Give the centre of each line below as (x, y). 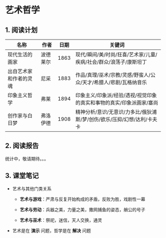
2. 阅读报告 (22, 146)
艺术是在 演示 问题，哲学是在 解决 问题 (52, 231)
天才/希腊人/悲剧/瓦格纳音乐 (115, 82)
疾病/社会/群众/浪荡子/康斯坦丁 (111, 62)
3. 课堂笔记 (22, 176)
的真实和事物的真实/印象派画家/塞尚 (117, 103)
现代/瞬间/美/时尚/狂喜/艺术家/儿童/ (116, 55)
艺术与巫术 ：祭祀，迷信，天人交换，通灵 (61, 220)
